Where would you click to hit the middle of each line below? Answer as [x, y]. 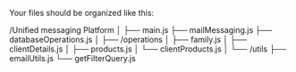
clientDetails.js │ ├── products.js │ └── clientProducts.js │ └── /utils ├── [148, 49]
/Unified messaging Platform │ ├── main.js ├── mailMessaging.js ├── [141, 30]
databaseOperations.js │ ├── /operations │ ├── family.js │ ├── [128, 40]
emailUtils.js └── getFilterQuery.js [72, 58]
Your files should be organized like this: [82, 13]
